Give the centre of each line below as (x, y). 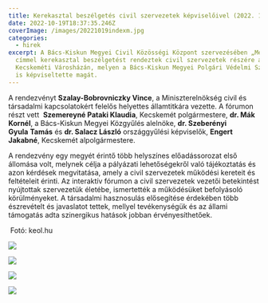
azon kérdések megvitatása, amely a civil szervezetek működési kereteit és (132, 172)
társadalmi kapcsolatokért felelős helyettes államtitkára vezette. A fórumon (131, 106)
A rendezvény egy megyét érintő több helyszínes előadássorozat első (123, 155)
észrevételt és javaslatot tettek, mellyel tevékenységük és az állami (118, 206)
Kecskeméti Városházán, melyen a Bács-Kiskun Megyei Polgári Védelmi (133, 68)
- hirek (28, 45)
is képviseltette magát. (57, 75)
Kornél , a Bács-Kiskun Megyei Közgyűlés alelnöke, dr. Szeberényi (118, 123)
